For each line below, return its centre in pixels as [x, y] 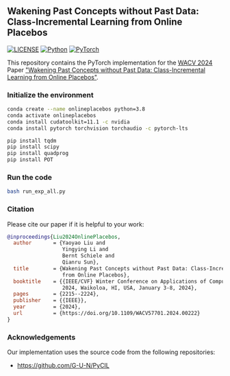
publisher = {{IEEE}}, [50, 301]
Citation [21, 209]
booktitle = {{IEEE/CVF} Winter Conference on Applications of [110, 281]
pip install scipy [33, 147]
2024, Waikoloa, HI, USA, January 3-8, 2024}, [129, 287]
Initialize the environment [50, 95]
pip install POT [30, 160]
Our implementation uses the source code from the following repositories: [111, 352]
